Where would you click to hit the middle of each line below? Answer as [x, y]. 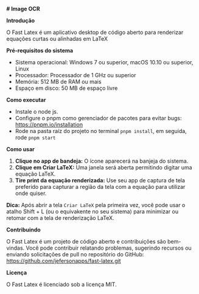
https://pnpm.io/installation [49, 125]
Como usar [21, 149]
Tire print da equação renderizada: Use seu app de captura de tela [100, 180]
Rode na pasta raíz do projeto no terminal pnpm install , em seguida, [101, 131]
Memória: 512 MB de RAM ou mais [58, 82]
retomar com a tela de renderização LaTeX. [60, 218]
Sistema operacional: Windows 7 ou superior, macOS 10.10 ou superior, [104, 62]
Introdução [21, 20]
